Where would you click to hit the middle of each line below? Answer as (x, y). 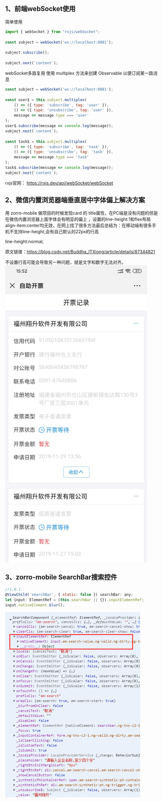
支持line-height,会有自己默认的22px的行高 (56, 231)
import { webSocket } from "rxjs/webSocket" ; (52, 32)
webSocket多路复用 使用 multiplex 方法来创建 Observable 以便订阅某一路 (79, 73)
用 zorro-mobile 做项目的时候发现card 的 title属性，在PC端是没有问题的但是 (82, 213)
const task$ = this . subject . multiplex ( (46, 142)
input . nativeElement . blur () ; (35, 605)
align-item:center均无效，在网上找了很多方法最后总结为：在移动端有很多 (79, 225)
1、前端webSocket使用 (40, 9)
